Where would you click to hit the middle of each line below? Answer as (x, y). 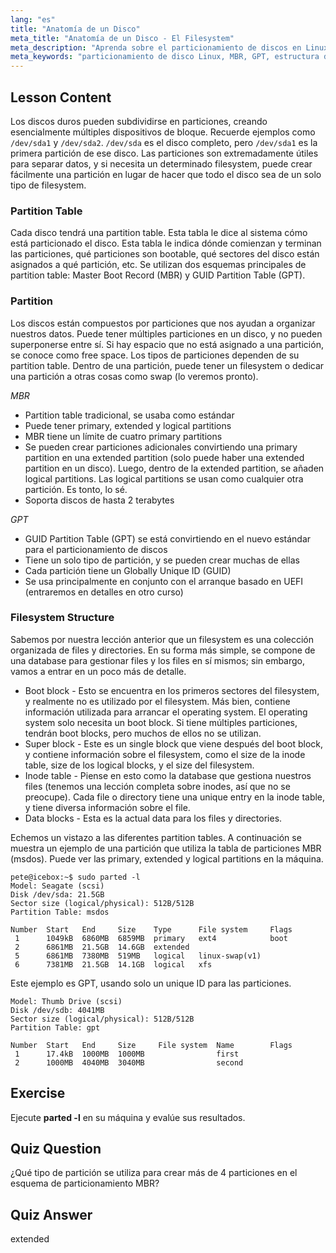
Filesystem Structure (62, 618)
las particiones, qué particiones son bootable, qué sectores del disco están (165, 254)
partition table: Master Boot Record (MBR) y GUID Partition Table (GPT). (158, 275)
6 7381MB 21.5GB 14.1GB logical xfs (113, 964)
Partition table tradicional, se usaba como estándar (129, 415)
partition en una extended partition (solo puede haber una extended (164, 457)
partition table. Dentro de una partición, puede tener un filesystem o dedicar (167, 365)
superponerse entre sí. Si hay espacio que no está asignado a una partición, (167, 344)
